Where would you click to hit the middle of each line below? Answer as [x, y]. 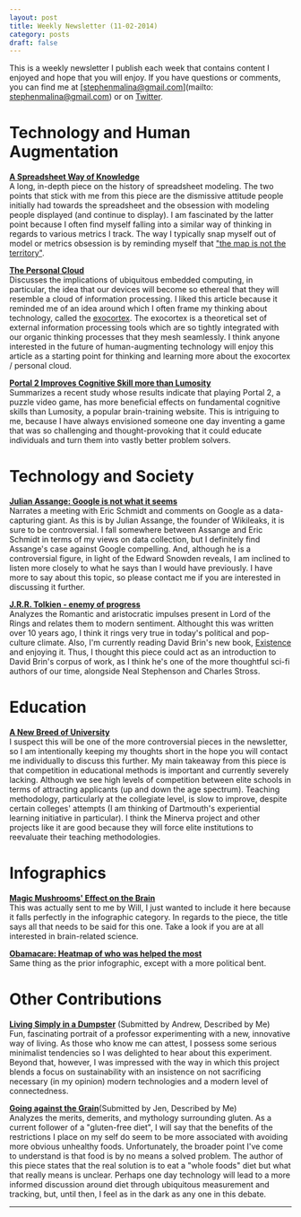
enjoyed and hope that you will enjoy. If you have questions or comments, [145, 78]
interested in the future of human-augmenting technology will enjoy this [142, 347]
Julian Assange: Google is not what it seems [93, 501]
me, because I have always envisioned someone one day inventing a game [147, 422]
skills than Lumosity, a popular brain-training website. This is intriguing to [144, 412]
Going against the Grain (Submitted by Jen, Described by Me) [123, 1108]
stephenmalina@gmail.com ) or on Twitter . [86, 97]
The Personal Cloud [47, 271]
